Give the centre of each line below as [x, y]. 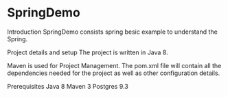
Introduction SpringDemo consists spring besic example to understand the [112, 32]
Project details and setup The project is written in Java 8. [88, 52]
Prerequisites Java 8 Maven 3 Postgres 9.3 [68, 86]
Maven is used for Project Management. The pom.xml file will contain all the [114, 65]
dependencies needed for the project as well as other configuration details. [114, 73]
